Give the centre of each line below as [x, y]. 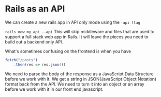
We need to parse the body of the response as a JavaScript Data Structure [79, 74]
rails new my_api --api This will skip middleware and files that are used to [80, 31]
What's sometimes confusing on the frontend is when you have [68, 51]
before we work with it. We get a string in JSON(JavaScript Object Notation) [81, 79]
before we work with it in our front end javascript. [54, 89]
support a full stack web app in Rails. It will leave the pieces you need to [77, 37]
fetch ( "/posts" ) [21, 60]
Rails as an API [35, 9]
